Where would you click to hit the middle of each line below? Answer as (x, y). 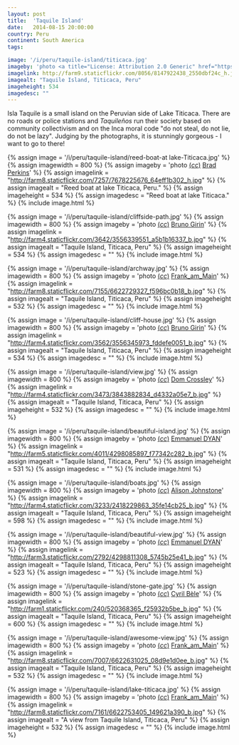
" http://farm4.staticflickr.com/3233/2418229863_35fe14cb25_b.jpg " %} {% (118, 505)
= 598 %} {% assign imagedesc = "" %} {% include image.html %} (105, 520)
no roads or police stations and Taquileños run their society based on (109, 121)
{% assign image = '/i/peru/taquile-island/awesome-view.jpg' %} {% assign (118, 638)
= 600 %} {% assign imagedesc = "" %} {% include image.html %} (105, 624)
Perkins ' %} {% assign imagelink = (58, 173)
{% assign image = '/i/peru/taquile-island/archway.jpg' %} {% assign (108, 269)
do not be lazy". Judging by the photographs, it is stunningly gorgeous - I (115, 136)
